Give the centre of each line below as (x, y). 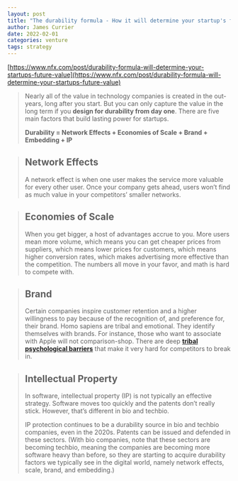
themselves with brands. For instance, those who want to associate (123, 334)
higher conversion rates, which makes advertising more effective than (126, 256)
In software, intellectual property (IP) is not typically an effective (118, 396)
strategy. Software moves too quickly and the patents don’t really (120, 404)
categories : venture (38, 40)
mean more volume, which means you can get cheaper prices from (123, 242)
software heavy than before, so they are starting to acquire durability (125, 455)
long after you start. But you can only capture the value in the (134, 103)
